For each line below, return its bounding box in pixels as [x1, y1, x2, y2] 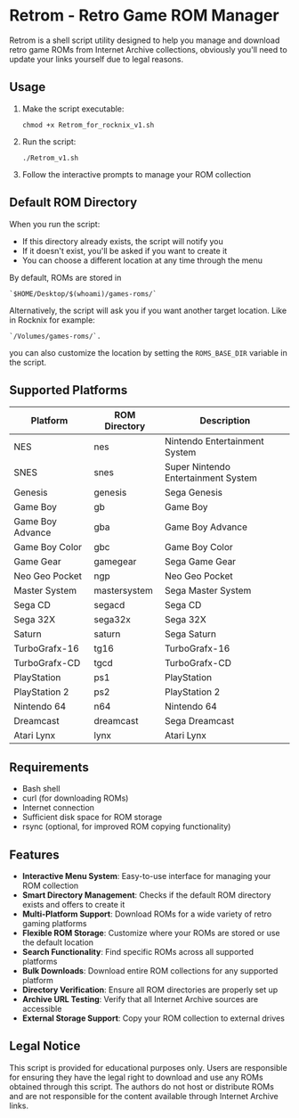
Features [9, 847, 60, 862]
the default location [21, 937, 94, 948]
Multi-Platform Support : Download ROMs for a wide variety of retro [21, 908, 272, 919]
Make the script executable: [21, 103, 125, 114]
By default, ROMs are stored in [9, 272, 122, 283]
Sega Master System [164, 585, 252, 597]
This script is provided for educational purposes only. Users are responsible [9, 1062, 287, 1073]
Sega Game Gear [164, 555, 237, 568]
